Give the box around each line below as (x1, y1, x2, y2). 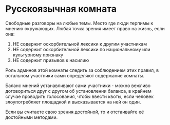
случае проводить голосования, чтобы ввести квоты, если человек (5, 93, 154, 99)
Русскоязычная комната (5, 3, 117, 15)
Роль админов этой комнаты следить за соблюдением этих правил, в (5, 67, 159, 73)
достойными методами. (5, 114, 58, 120)
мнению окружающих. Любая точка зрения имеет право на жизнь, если (5, 25, 165, 31)
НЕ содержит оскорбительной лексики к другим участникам (12, 40, 147, 47)
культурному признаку (12, 52, 63, 58)
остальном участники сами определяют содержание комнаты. (5, 72, 145, 78)
